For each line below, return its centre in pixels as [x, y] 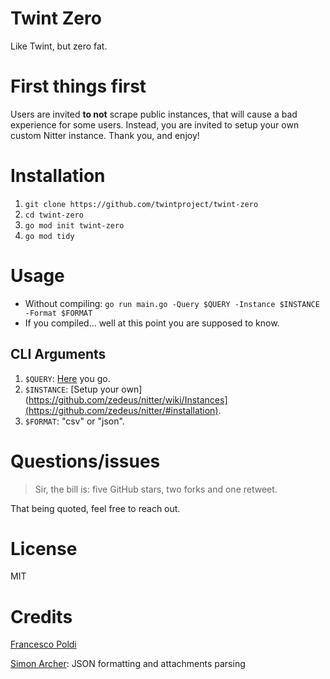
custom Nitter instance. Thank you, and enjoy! [105, 135]
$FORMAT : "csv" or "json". [74, 421]
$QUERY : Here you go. [67, 378]
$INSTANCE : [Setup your [72, 389]
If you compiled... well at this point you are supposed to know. [152, 323]
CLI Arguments [58, 354]
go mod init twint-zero [74, 225]
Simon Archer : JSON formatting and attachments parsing [128, 664]
